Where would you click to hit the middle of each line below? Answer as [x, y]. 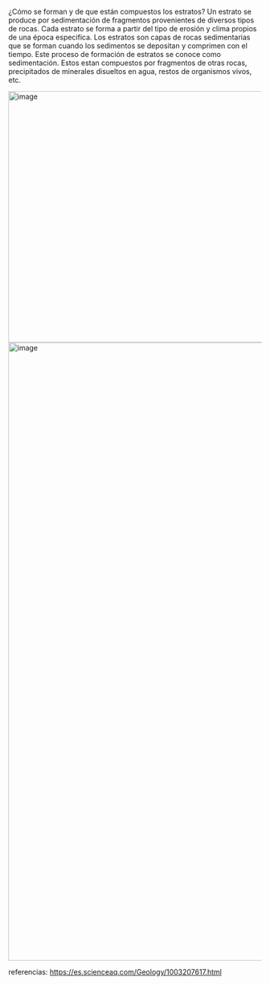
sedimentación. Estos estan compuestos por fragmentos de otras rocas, [128, 63]
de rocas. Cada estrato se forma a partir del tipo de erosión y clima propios [133, 29]
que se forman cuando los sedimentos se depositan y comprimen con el [128, 46]
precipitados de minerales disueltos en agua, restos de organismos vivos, [130, 71]
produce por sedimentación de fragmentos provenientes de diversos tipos [131, 20]
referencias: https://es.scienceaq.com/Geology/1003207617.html [115, 972]
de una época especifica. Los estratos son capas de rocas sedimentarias [129, 37]
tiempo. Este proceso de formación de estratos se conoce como [115, 54]
